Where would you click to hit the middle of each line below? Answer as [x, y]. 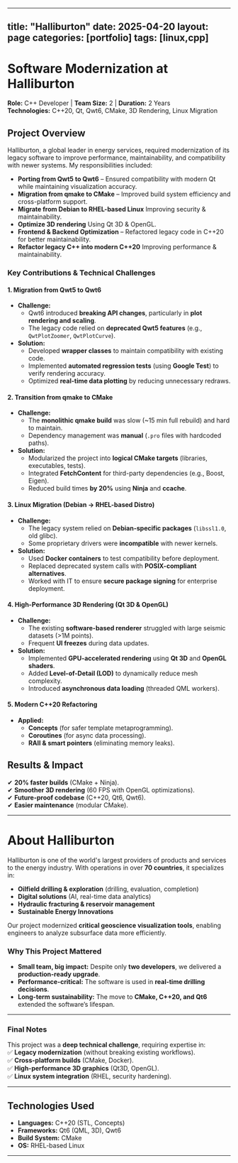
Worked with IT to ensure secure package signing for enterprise [123, 581]
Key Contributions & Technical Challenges [81, 273]
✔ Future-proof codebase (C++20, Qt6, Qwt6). [77, 797]
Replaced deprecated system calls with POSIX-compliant [112, 566]
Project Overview [46, 133]
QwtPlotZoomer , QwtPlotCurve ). [72, 336]
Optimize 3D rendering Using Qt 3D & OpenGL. [87, 224]
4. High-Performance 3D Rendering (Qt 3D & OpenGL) [88, 605]
